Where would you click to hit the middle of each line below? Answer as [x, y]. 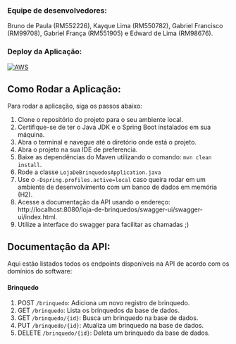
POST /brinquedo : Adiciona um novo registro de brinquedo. [104, 303]
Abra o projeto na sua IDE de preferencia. [77, 149]
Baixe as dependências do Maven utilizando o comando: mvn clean [114, 157]
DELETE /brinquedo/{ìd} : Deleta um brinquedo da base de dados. [113, 333]
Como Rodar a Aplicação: [64, 89]
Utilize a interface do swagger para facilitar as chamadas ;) [103, 225]
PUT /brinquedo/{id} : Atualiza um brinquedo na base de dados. [111, 326]
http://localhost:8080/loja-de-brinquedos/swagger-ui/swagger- [110, 209]
